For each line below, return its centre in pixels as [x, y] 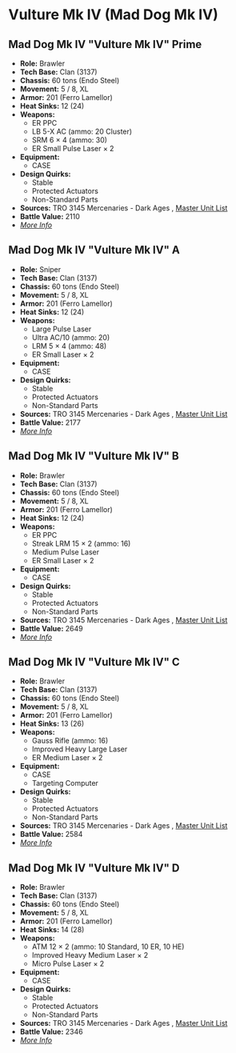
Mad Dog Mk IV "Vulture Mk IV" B [94, 456]
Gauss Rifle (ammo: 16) [70, 741]
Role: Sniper [40, 269]
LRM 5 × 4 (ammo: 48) [69, 346]
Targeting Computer [65, 783]
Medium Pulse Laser [66, 552]
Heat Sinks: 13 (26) [52, 724]
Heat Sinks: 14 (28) [52, 930]
